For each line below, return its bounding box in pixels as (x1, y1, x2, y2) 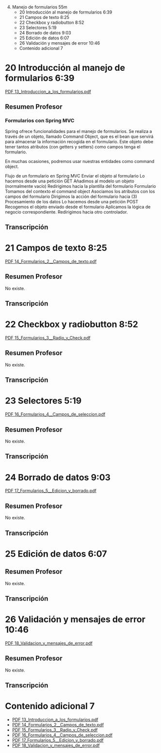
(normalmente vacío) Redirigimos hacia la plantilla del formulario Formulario (5, 183, 156, 189)
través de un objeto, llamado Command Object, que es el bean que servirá (5, 133, 154, 139)
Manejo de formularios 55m (12, 4, 67, 10)
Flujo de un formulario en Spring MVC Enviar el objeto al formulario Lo (5, 173, 145, 179)
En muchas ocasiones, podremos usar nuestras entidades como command (5, 158, 155, 164)
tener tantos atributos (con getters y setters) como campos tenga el (5, 144, 141, 149)
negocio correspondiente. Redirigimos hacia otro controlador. (5, 209, 128, 215)
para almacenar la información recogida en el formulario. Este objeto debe (5, 138, 154, 145)
